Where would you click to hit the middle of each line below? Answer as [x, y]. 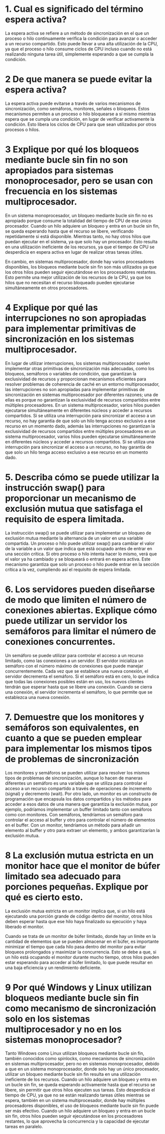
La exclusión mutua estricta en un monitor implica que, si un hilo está [75, 911]
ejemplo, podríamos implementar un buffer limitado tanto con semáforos [79, 809]
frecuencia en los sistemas [61, 191]
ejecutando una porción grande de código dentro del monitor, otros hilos [79, 916]
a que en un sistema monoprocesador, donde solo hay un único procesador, [82, 1069]
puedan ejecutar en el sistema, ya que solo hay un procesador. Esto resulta [81, 241]
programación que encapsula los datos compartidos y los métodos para [78, 799]
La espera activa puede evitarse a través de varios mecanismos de [73, 103]
